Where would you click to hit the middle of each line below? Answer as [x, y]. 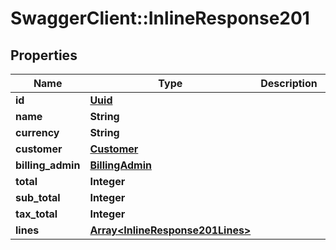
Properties [44, 55]
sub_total [38, 197]
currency [37, 132]
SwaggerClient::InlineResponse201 [160, 18]
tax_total [36, 214]
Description [289, 83]
